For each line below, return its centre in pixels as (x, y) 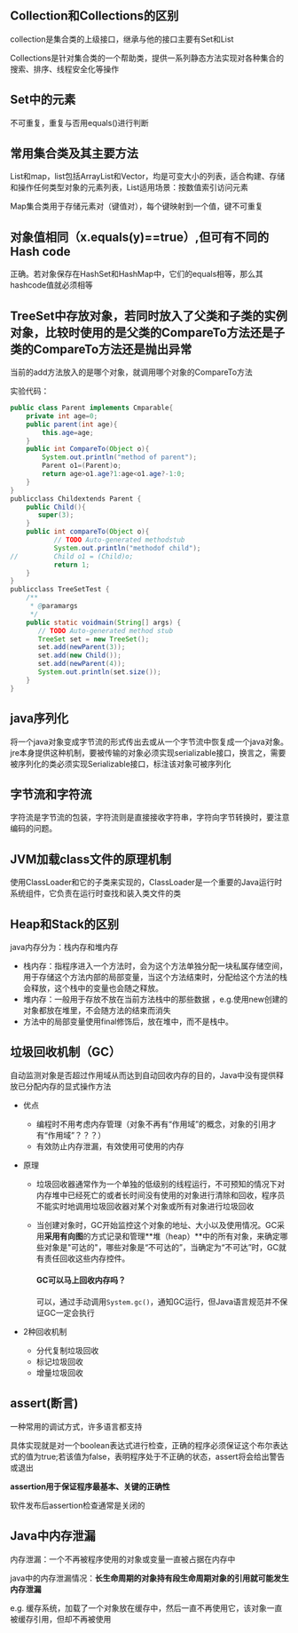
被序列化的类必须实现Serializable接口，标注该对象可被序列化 (121, 764)
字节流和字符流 (51, 794)
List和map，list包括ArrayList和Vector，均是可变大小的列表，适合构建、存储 (148, 177)
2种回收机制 (45, 1331)
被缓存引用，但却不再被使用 (61, 1619)
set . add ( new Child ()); (80, 655)
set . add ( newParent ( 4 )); (82, 664)
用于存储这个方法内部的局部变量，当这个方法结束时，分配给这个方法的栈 (155, 977)
